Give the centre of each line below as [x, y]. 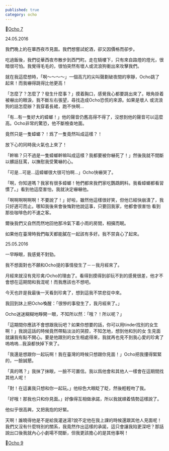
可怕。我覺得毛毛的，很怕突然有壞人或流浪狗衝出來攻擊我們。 [78, 66]
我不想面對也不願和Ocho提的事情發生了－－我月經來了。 [64, 265]
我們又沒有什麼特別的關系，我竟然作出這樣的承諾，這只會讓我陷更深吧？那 [82, 426]
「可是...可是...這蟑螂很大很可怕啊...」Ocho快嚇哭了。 [61, 172]
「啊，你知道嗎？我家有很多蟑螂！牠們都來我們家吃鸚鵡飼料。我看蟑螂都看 [82, 183]
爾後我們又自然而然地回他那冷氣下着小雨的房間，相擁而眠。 [67, 223]
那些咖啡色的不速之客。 [29, 212]
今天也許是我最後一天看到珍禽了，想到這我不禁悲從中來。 [65, 293]
